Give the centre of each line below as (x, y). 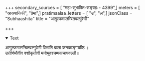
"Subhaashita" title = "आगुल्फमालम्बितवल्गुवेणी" (47, 19)
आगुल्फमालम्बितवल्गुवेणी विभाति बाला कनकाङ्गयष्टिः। (47, 47)
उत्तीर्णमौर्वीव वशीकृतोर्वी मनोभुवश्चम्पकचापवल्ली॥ (42, 53)
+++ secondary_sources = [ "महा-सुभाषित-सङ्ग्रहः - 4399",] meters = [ (73, 8)
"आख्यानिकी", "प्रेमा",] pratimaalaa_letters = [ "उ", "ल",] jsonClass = (69, 13)
